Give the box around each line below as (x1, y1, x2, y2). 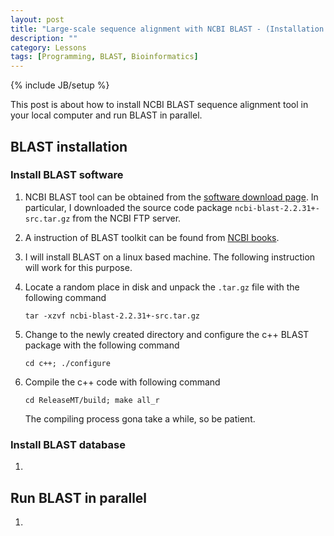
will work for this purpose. (24, 261, 133, 273)
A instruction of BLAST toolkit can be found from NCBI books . (24, 231, 280, 243)
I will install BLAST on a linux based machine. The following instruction (24, 251, 316, 263)
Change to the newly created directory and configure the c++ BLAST (24, 328, 310, 340)
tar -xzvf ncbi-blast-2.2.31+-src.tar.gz (24, 311, 200, 321)
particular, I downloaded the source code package (24, 201, 233, 213)
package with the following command (24, 339, 180, 351)
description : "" (10, 33, 78, 43)
